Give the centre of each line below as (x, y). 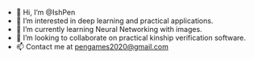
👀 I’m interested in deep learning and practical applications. (115, 21)
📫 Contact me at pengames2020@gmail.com (92, 47)
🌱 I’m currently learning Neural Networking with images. (109, 29)
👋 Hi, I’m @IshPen (46, 12)
